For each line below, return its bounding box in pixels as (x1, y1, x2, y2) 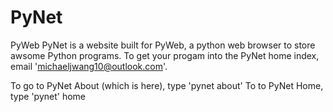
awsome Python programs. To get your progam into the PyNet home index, (10, 49, 320, 61)
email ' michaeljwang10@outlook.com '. (10, 60, 168, 72)
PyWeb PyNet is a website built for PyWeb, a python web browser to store (10, 39, 316, 51)
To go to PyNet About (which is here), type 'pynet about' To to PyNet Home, (10, 79, 324, 91)
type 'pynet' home (10, 90, 87, 102)
